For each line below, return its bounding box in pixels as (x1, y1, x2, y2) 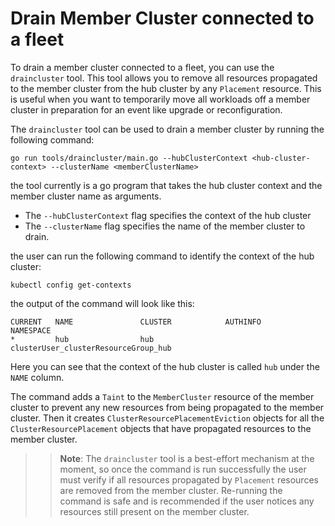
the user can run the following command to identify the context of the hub (10, 250, 315, 262)
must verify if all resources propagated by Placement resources (59, 473, 319, 486)
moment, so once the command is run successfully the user (59, 463, 307, 475)
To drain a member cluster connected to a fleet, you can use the (10, 61, 275, 73)
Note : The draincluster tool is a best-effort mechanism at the (59, 452, 315, 464)
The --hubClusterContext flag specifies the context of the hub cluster (24, 209, 312, 221)
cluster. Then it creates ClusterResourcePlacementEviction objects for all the (10, 412, 325, 424)
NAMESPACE (10, 325, 52, 336)
